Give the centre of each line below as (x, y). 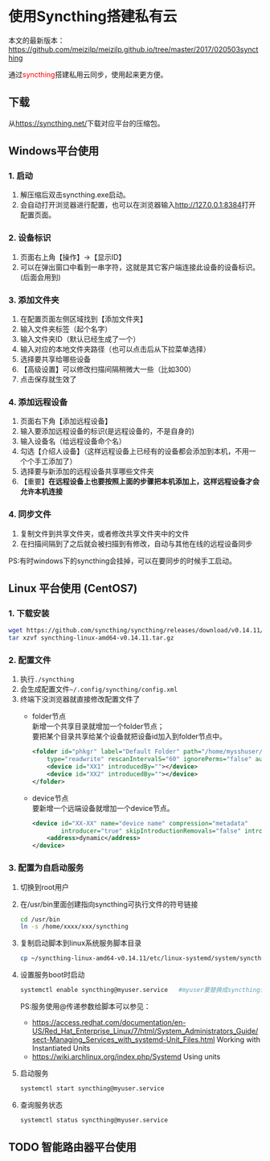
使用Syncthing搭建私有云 (93, 16)
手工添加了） (55, 461)
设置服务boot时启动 (52, 975)
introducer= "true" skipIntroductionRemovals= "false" (151, 831)
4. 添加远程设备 (38, 401)
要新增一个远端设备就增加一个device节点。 (103, 808)
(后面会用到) (41, 277)
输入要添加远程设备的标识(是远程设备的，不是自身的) (107, 431)
